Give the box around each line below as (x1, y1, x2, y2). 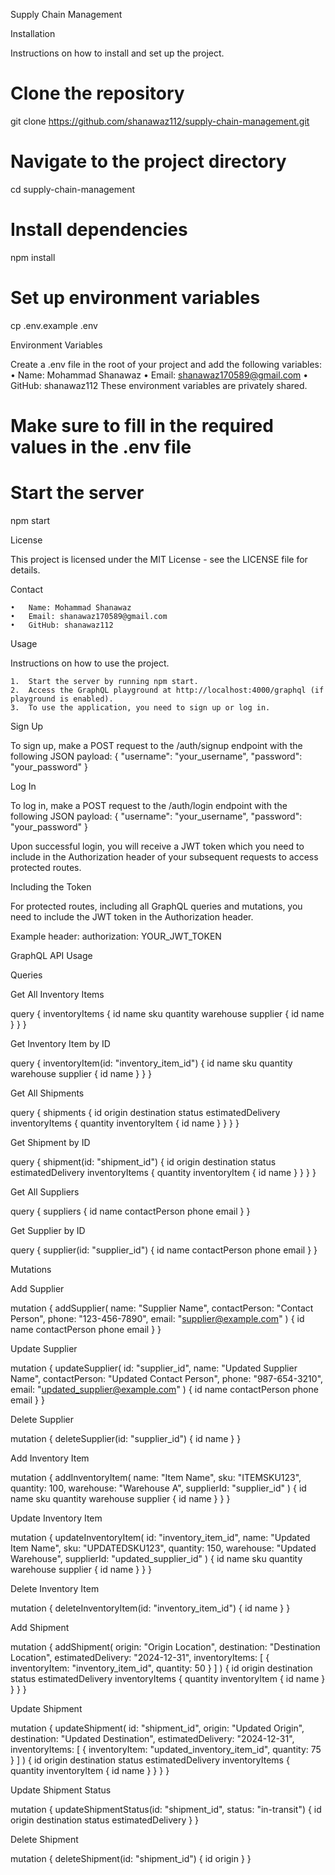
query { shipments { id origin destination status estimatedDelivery (10, 1106, 281, 1118)
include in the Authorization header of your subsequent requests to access (10, 850, 319, 863)
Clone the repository (10, 82, 185, 105)
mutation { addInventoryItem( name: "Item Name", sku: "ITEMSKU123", (10, 1471, 302, 1483)
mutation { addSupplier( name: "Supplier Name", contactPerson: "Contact (10, 1302, 314, 1314)
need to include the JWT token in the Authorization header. (10, 910, 254, 923)
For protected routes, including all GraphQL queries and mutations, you (10, 900, 303, 912)
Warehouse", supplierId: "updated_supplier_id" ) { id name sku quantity (10, 1552, 303, 1564)
